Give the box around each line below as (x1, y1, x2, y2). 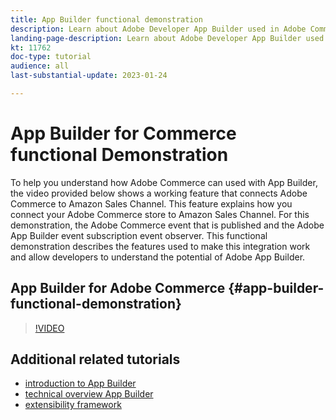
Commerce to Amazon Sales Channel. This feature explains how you (10, 197, 293, 210)
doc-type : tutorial (10, 52, 92, 62)
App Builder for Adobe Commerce (10, 280, 226, 297)
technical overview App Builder (24, 388, 154, 400)
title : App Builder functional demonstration (10, 14, 203, 25)
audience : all (10, 61, 70, 71)
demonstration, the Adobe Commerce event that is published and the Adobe (10, 219, 325, 231)
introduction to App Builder (24, 377, 137, 390)
